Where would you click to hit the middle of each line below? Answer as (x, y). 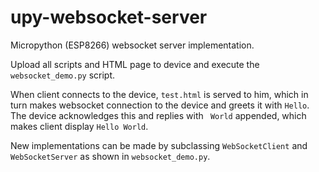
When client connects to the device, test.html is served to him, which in (159, 94)
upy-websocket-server (109, 17)
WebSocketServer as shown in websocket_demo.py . (110, 156)
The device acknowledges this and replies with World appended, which (158, 115)
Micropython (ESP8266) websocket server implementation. (132, 45)
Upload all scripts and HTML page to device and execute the (135, 64)
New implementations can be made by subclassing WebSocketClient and (159, 145)
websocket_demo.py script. (63, 75)
